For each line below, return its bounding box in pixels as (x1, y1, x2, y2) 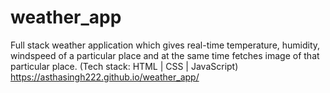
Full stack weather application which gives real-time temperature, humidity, (10, 39, 321, 51)
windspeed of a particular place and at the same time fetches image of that (10, 49, 320, 61)
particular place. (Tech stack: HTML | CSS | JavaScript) (10, 60, 239, 72)
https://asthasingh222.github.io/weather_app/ (10, 71, 200, 83)
